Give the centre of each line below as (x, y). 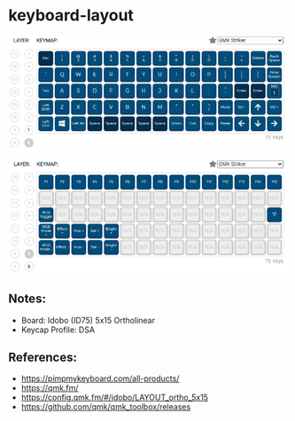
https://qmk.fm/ (50, 388)
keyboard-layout (71, 16)
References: (43, 358)
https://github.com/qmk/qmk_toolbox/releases (106, 407)
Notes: (27, 299)
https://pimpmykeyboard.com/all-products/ (100, 378)
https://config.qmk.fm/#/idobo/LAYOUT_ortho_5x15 (115, 398)
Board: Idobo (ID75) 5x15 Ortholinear (88, 320)
